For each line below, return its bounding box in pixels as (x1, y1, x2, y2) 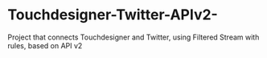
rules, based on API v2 (7, 40, 83, 50)
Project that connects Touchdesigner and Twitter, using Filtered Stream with (7, 32, 260, 42)
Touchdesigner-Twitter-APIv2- (7, 6, 218, 24)
